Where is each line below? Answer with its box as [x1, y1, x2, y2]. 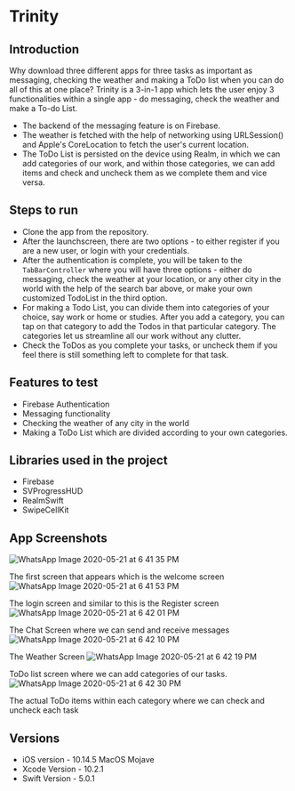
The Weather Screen [9, 651, 85, 662]
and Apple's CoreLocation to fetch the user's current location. [21, 140, 249, 149]
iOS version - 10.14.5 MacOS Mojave [21, 755, 155, 765]
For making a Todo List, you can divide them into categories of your [21, 302, 270, 312]
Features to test [9, 375, 99, 391]
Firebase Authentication [21, 399, 110, 409]
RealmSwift [21, 496, 64, 506]
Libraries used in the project [9, 453, 168, 468]
